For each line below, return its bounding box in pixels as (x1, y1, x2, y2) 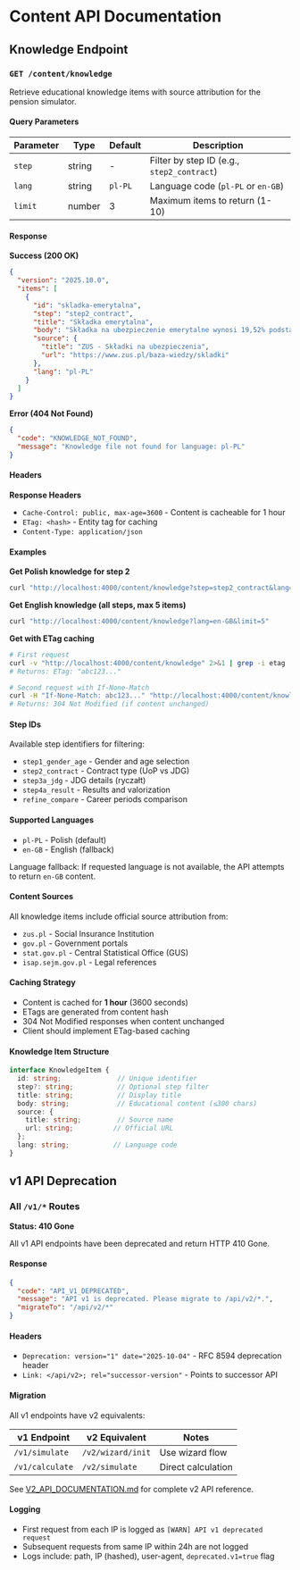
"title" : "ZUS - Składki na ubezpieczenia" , (41, 342, 210, 352)
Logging (9, 1504, 41, 1515)
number (67, 200, 101, 213)
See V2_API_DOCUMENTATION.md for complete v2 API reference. (9, 1483, 254, 1494)
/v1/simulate (13, 1447, 70, 1457)
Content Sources (9, 891, 74, 902)
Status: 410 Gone (9, 1221, 75, 1232)
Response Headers (9, 489, 82, 500)
